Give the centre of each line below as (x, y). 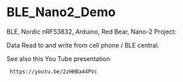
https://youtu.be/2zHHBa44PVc (53, 71)
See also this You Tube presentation (58, 59)
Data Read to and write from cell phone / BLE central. (83, 45)
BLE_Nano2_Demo (61, 12)
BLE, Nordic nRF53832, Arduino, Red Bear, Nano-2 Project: (91, 32)
